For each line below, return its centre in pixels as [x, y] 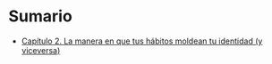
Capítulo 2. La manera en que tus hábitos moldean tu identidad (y [142, 41]
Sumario [40, 16]
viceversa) [41, 50]
